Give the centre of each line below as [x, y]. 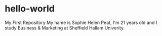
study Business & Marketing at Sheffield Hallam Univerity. [65, 27]
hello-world [30, 9]
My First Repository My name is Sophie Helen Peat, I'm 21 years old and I [81, 22]
